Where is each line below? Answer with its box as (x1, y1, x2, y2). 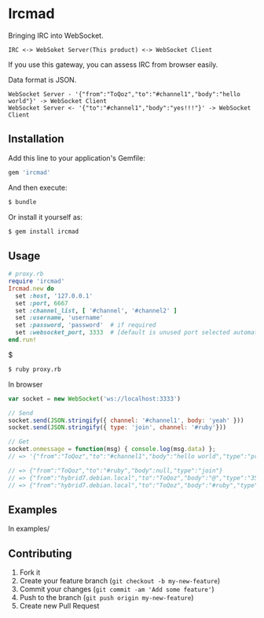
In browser (8, 379, 43, 389)
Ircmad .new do (8, 284, 55, 292)
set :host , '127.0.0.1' (15, 292, 93, 300)
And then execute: (8, 183, 68, 192)
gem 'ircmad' (8, 168, 51, 176)
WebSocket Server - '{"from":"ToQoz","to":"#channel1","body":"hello (8, 90, 241, 98)
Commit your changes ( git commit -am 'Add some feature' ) (19, 584, 214, 594)
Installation (8, 132, 64, 146)
